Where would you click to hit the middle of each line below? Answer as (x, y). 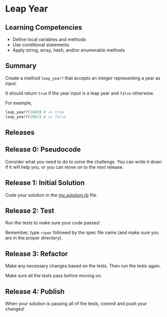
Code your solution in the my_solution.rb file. (51, 195)
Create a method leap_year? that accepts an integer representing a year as (83, 78)
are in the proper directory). (34, 238)
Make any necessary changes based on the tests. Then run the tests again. (83, 266)
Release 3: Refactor (36, 254)
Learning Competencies (44, 27)
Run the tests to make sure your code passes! (53, 223)
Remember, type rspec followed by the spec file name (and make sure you (82, 232)
